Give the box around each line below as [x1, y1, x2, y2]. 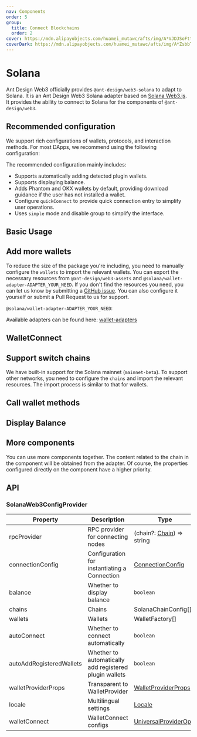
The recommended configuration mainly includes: [6, 161, 127, 168]
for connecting [87, 533, 128, 541]
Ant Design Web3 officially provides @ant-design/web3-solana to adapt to [6, 86, 182, 93]
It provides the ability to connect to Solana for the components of [6, 98, 164, 106]
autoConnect [9, 631, 45, 640]
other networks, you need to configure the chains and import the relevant [6, 375, 184, 382]
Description [91, 515, 125, 524]
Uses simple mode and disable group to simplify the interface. [14, 209, 165, 217]
